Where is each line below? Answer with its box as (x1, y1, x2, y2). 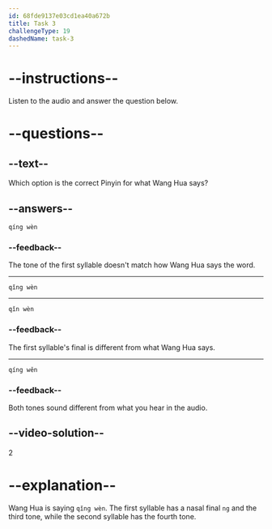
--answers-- (8, 202, 73, 215)
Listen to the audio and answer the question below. (8, 96, 179, 106)
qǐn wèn (8, 305, 35, 314)
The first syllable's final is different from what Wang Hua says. (8, 342, 216, 352)
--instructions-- (8, 70, 119, 87)
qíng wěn (8, 365, 38, 373)
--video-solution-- (8, 426, 104, 440)
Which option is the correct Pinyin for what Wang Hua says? (8, 178, 209, 188)
